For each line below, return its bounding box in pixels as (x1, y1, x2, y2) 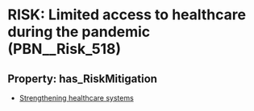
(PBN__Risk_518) (7, 40, 122, 58)
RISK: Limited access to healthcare (7, 6, 247, 24)
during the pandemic (7, 23, 151, 41)
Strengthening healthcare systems (19, 93, 134, 102)
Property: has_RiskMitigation (7, 72, 158, 85)
